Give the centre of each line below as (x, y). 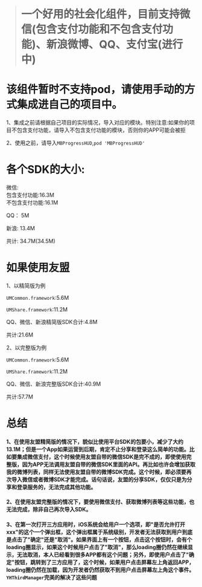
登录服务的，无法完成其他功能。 (56, 487)
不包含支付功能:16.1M (32, 203)
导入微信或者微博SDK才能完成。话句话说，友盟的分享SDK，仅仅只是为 (99, 479)
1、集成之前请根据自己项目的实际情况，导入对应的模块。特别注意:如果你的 (98, 123)
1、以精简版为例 (26, 286)
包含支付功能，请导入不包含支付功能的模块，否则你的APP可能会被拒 (101, 130)
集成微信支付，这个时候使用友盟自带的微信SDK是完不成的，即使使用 (102, 456)
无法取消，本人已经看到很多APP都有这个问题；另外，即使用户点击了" (103, 554)
